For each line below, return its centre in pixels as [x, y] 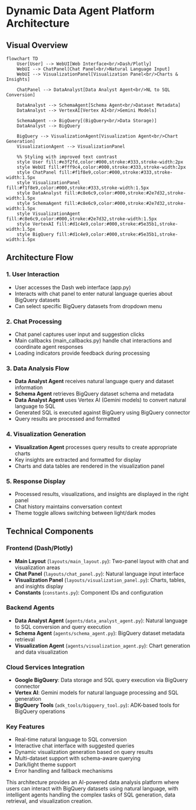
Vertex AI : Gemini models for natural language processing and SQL [97, 693]
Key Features [26, 727]
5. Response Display [36, 481]
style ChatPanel [37, 172]
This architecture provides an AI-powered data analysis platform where [93, 782]
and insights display [39, 586]
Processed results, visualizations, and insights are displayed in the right [102, 494]
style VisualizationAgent [49, 214]
